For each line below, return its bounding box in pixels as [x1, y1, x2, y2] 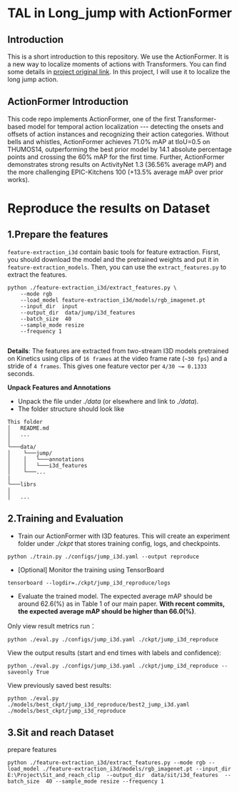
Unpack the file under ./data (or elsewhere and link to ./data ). [17, 397, 199, 405]
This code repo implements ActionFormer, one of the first [7, 114, 176, 123]
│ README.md [7, 425, 50, 432]
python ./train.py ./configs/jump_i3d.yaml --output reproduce [7, 553, 200, 560]
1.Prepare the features [7, 228, 108, 240]
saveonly [7, 669, 34, 676]
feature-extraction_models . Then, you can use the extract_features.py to [7, 263, 227, 271]
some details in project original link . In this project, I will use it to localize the [7, 68, 230, 76]
